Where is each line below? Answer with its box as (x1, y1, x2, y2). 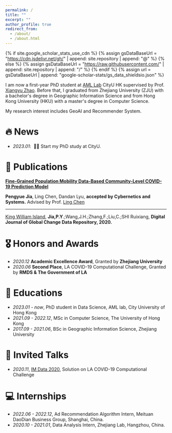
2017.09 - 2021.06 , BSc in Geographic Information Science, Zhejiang (12, 326, 157, 332)
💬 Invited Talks (5, 349, 69, 361)
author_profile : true (5, 21, 52, 27)
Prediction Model (11, 183, 49, 189)
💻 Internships (5, 390, 67, 402)
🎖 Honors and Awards (5, 237, 99, 249)
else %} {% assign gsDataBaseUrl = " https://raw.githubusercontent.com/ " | (5, 61, 164, 67)
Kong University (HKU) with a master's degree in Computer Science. (5, 98, 150, 104)
